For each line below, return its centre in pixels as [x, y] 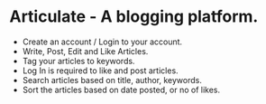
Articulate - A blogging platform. [134, 17]
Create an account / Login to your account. [102, 42]
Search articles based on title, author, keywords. [112, 80]
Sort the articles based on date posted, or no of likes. [121, 90]
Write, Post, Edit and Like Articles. [85, 51]
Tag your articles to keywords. [78, 61]
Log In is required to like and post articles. [100, 71]
